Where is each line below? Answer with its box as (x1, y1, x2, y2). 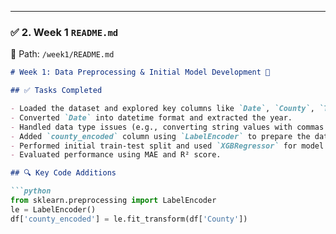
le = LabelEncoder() (10, 204, 97, 215)
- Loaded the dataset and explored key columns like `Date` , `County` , (10, 104, 315, 114)
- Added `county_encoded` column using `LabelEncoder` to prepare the (10, 131, 311, 141)
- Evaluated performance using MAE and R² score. (10, 150, 222, 160)
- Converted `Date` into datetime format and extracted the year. (10, 112, 293, 123)
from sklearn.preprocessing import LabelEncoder (10, 196, 217, 206)
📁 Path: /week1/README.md (10, 48, 115, 60)
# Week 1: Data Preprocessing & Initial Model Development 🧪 (10, 67, 271, 78)
